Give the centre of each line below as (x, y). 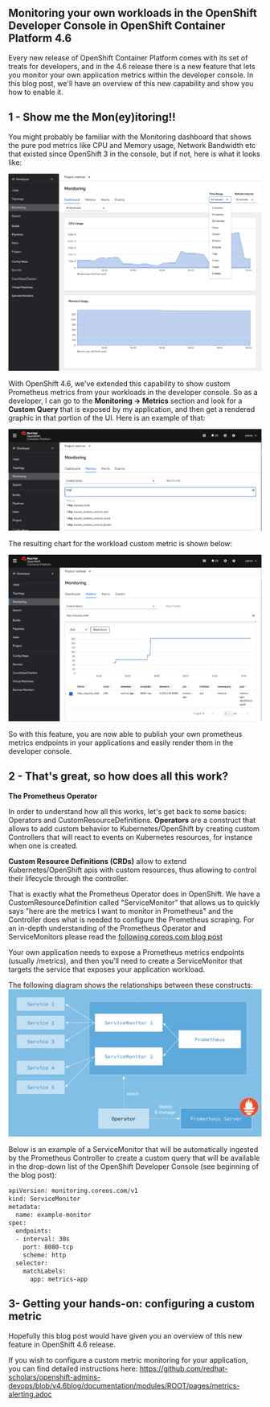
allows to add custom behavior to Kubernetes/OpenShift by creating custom (134, 829)
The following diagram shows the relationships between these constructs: (131, 985)
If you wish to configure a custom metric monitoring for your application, (128, 1360)
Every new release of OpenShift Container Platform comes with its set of (128, 58)
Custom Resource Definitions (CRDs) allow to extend (98, 861)
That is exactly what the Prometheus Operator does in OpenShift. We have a (135, 894)
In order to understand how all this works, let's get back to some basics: (128, 811)
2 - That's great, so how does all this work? (119, 777)
